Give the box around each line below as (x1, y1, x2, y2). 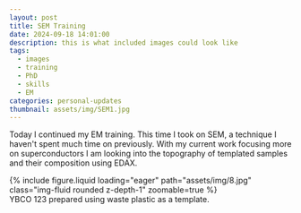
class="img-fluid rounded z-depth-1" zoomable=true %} (9, 184, 218, 195)
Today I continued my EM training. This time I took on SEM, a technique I (9, 129, 277, 140)
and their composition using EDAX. (9, 158, 138, 168)
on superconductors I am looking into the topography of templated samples (9, 149, 288, 159)
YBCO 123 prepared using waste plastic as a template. (9, 194, 210, 205)
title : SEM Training (9, 21, 87, 30)
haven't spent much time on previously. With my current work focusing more (9, 139, 292, 149)
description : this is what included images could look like (9, 38, 239, 47)
